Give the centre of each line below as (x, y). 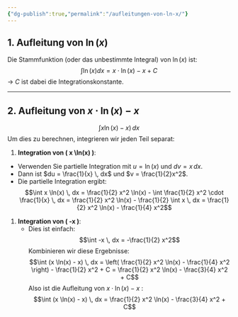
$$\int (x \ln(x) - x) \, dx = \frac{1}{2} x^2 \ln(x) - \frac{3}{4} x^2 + (129, 299)
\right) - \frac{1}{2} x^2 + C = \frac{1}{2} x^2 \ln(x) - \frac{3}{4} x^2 (129, 269)
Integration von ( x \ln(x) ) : (57, 152)
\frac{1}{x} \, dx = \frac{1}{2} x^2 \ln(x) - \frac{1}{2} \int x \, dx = (113, 200)
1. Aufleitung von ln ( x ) (58, 43)
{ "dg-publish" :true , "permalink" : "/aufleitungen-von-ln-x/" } (98, 14)
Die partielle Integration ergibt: (62, 182)
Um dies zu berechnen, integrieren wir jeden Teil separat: (91, 139)
